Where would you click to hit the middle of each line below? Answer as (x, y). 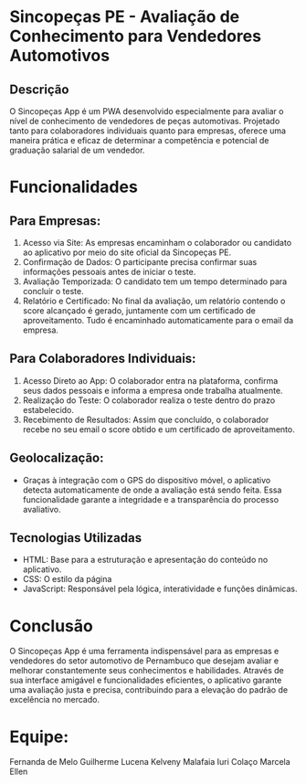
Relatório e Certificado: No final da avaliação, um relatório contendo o (154, 301)
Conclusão (51, 625)
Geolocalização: (57, 458)
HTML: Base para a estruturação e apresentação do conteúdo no (145, 560)
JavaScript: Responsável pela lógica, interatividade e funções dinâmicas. (160, 589)
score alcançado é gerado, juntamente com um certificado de (139, 311)
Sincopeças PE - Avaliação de (125, 17)
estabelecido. (48, 409)
